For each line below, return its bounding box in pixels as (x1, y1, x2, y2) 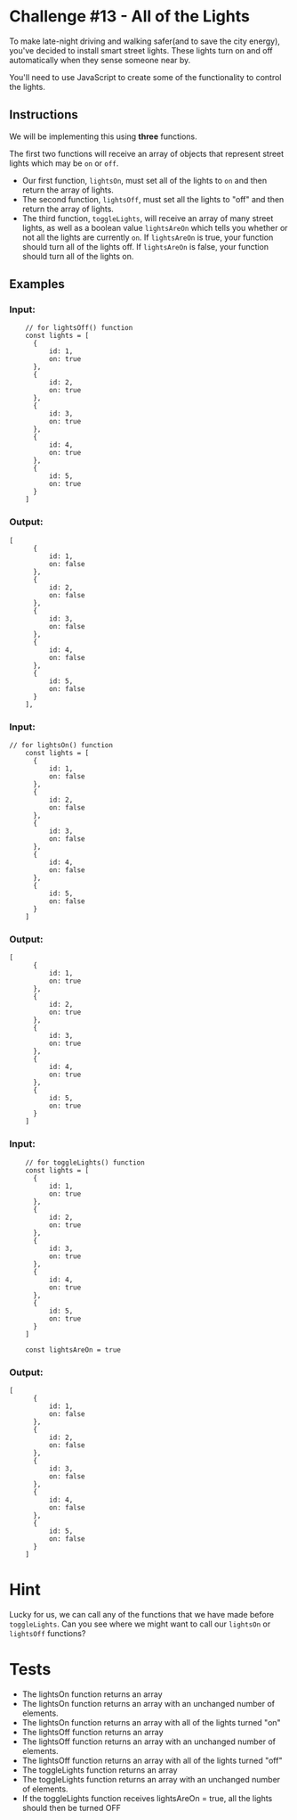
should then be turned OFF (21, 1802, 122, 1813)
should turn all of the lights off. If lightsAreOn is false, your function (21, 241, 269, 251)
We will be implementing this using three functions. (9, 131, 197, 142)
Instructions (9, 107, 78, 122)
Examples (9, 276, 65, 292)
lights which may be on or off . (9, 158, 119, 169)
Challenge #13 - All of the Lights (9, 6, 251, 27)
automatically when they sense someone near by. (9, 54, 191, 65)
